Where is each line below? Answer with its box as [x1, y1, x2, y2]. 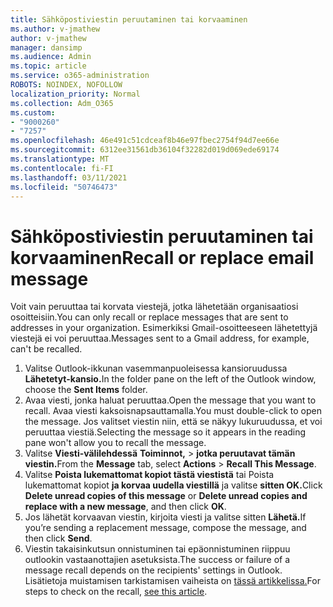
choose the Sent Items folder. [24, 384, 148, 396]
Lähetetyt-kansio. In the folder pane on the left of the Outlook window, [24, 373, 317, 385]
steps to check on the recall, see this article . [24, 586, 208, 598]
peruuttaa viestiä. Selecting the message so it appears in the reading [24, 426, 307, 438]
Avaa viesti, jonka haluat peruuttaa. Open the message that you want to [24, 394, 317, 406]
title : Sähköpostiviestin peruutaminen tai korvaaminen [10, 14, 248, 25]
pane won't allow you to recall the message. [24, 437, 207, 449]
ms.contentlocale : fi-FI [10, 163, 114, 173]
